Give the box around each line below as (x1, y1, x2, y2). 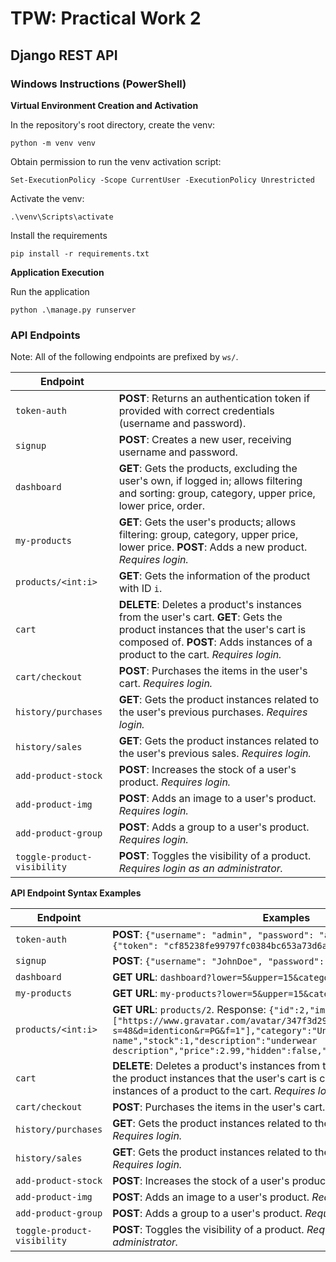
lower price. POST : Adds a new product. (118, 540, 308, 554)
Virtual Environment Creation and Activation (10, 99, 199, 111)
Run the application (10, 285, 90, 297)
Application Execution (10, 266, 105, 278)
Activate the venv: (10, 192, 85, 204)
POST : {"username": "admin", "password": (112, 928, 315, 942)
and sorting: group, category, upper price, (118, 487, 316, 501)
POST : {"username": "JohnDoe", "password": (112, 954, 325, 968)
